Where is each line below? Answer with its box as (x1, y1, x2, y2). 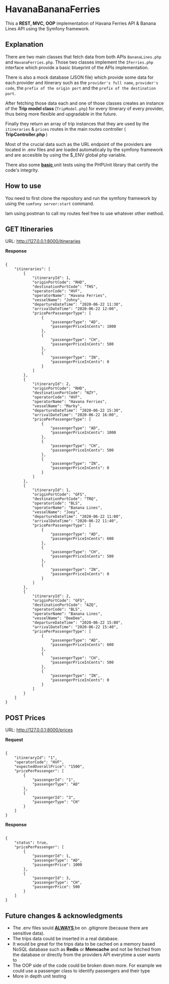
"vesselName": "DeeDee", (32, 616, 85, 621)
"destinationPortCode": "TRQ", (32, 497, 98, 502)
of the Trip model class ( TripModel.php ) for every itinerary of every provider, (5, 105, 164, 112)
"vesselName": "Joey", (32, 510, 80, 515)
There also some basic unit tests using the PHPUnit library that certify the (5, 162, 158, 168)
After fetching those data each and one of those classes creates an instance (5, 100, 164, 106)
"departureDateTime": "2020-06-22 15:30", (32, 408, 123, 413)
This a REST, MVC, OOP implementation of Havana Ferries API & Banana (5, 20, 156, 26)
